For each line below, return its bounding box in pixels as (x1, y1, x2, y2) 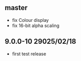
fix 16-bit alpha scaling (12, 22, 60, 28)
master (5, 4, 28, 12)
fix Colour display (12, 17, 49, 23)
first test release (12, 50, 47, 57)
